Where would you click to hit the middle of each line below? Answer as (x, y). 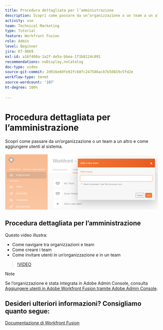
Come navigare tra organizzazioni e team (53, 244)
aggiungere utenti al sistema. (34, 146)
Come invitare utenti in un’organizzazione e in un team (66, 255)
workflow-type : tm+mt (27, 77)
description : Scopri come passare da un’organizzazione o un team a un (79, 15)
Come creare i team (32, 250)
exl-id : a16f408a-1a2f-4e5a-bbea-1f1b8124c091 (53, 57)
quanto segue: (27, 311)
